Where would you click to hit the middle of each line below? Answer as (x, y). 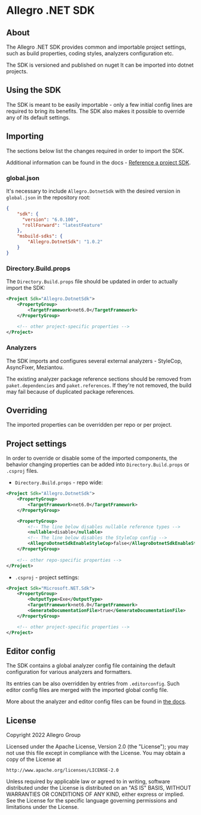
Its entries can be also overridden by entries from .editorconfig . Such (93, 684)
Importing (25, 137)
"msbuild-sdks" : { (40, 236)
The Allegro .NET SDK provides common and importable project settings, (96, 47)
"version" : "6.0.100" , (50, 220)
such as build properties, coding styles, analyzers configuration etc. (90, 53)
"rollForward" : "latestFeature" (62, 225)
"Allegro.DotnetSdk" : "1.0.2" (65, 242)
